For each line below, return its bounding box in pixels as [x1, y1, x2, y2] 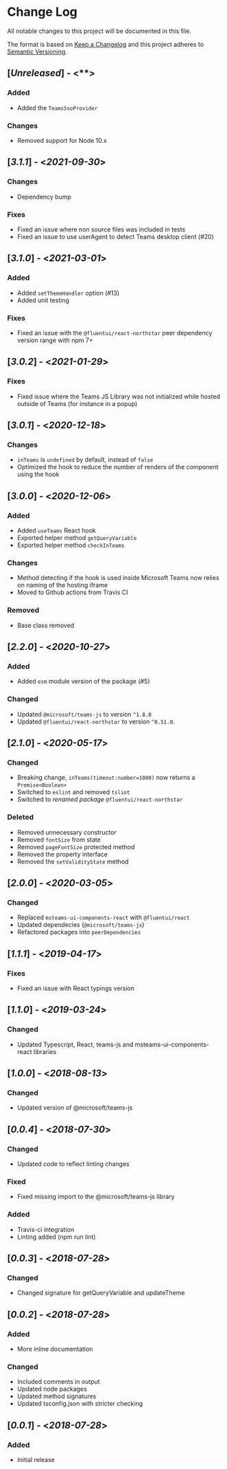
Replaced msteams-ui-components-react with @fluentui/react [16, 913, 190, 921]
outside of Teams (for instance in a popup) [16, 399, 138, 407]
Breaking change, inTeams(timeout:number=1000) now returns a [16, 774, 195, 782]
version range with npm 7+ [16, 336, 94, 344]
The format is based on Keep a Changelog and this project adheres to [7, 40, 204, 48]
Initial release [16, 1455, 55, 1464]
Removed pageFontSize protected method [16, 842, 135, 851]
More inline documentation [16, 1345, 93, 1353]
